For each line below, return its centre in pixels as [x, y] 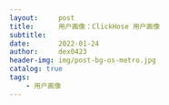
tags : [20, 78]
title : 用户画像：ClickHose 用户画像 [85, 26]
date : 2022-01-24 [55, 43]
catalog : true [36, 69]
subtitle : [28, 35]
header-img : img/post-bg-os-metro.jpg [83, 60]
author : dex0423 [49, 52]
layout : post [42, 18]
